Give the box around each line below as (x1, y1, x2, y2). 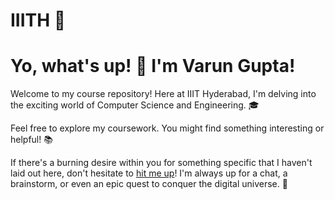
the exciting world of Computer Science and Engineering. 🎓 (10, 99, 260, 111)
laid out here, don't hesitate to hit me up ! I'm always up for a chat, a (10, 167, 288, 179)
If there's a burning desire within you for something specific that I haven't (10, 157, 313, 169)
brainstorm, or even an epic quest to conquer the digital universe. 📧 (10, 178, 288, 190)
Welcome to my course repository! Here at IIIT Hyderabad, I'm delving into (10, 88, 317, 100)
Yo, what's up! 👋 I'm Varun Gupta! (10, 55, 296, 78)
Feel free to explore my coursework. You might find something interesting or (10, 122, 325, 134)
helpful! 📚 (10, 134, 53, 146)
